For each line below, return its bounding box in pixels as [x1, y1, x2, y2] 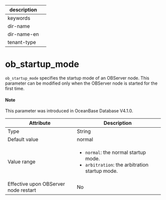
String [77, 128, 91, 135]
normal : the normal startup [85, 149, 146, 156]
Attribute [29, 120, 51, 127]
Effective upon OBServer [7, 181, 65, 188]
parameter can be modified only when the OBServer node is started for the [5, 80, 158, 86]
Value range [7, 158, 36, 165]
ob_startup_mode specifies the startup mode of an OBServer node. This [5, 75, 150, 81]
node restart [7, 187, 36, 194]
